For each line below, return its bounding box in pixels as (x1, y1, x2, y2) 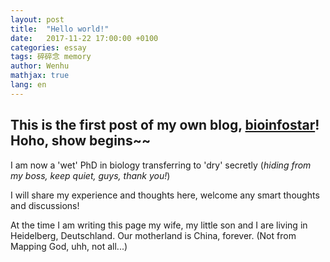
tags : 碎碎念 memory (10, 52, 92, 62)
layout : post (10, 14, 65, 25)
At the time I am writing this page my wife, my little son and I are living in (10, 219, 308, 231)
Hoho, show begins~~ (10, 132, 152, 150)
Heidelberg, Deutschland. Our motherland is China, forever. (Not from (10, 229, 297, 241)
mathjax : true (10, 71, 70, 81)
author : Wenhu (10, 61, 70, 71)
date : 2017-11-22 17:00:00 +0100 (10, 33, 159, 43)
